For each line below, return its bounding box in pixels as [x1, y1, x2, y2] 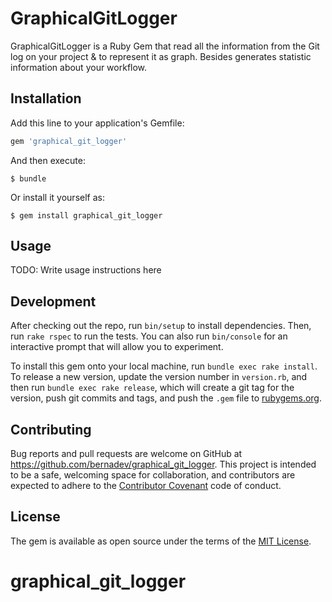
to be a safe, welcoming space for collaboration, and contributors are [10, 469, 296, 481]
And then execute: [10, 154, 86, 166]
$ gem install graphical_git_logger [10, 210, 163, 221]
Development [10, 293, 97, 310]
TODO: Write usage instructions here [10, 264, 162, 276]
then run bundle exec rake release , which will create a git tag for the [10, 382, 295, 394]
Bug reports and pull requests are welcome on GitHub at [10, 448, 243, 460]
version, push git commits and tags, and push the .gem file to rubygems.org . [10, 392, 323, 404]
